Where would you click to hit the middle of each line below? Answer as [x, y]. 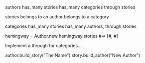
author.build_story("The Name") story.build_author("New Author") [73, 55]
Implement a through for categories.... [44, 46]
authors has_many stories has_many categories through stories [70, 7]
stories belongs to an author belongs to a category [57, 17]
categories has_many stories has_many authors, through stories [71, 26]
